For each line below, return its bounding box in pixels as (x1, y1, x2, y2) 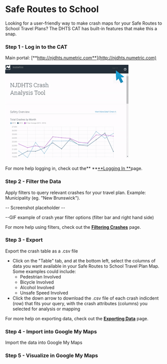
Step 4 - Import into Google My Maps (5, 328, 97, 335)
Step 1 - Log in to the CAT (5, 43, 68, 50)
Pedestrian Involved (20, 274, 61, 280)
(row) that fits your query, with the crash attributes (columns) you (12, 300, 148, 306)
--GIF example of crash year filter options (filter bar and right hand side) (5, 214, 154, 220)
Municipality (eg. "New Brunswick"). (5, 195, 80, 201)
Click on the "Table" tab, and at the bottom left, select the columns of (12, 257, 156, 263)
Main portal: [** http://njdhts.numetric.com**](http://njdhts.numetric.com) (5, 55, 157, 61)
